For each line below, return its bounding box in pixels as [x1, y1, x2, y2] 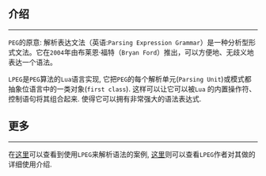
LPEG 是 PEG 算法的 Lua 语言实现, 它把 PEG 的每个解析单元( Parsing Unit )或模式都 [8, 74, 252, 83]
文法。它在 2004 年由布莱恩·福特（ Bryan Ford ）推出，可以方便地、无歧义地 [14, 47, 255, 57]
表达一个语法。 [8, 57, 57, 67]
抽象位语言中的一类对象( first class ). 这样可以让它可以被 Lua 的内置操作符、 [8, 84, 256, 94]
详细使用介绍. [8, 159, 53, 169]
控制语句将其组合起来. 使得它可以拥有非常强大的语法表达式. [8, 94, 202, 103]
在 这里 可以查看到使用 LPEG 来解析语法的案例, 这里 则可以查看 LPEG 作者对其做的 [8, 149, 256, 159]
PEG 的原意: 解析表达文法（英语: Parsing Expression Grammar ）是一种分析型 [8, 37, 249, 47]
